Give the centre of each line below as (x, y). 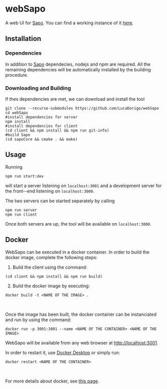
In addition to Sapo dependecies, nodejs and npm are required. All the (78, 64)
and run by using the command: (38, 320)
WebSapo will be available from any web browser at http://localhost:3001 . (82, 342)
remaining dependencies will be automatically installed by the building (78, 69)
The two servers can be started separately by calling (60, 201)
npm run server (21, 210)
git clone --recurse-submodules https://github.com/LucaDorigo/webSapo (82, 108)
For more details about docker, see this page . (52, 381)
